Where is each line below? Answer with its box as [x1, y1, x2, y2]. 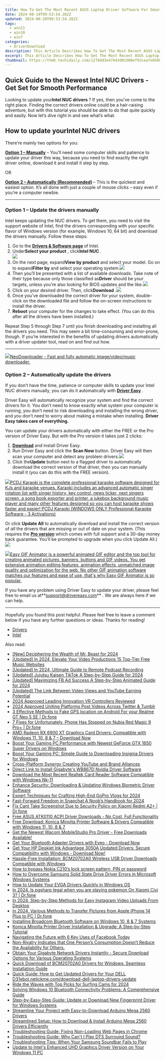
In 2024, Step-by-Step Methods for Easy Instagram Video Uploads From [12, 898, 159, 904]
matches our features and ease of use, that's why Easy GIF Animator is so [5, 572, 155, 578]
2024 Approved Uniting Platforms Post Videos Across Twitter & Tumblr [12, 704, 156, 710]
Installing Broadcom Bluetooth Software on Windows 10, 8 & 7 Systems [12, 918, 156, 924]
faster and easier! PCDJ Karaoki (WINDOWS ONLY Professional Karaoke [5, 506, 152, 512]
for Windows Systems [12, 1002, 57, 1008]
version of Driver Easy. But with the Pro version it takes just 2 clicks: [5, 433, 143, 439]
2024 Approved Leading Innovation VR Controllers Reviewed [12, 698, 136, 704]
